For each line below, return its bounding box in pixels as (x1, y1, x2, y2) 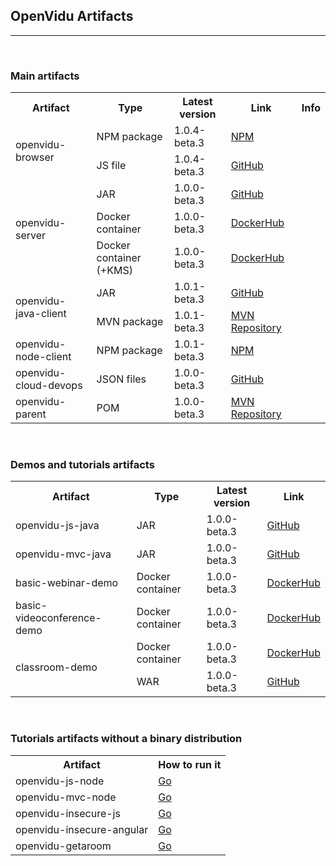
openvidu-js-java (15, 519, 100, 533)
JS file (96, 159, 127, 173)
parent (15, 407, 47, 421)
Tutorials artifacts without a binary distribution (10, 732, 243, 746)
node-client (15, 350, 72, 364)
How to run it (158, 757, 222, 771)
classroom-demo (15, 660, 98, 674)
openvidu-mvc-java (15, 547, 112, 561)
